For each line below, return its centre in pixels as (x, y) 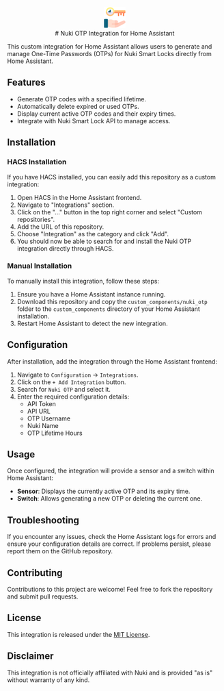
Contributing (35, 573)
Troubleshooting (43, 520)
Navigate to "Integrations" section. (66, 205)
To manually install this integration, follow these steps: (83, 281)
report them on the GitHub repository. (60, 551)
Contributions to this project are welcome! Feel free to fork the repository (110, 590)
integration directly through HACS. (65, 248)
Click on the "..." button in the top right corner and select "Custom (110, 212)
